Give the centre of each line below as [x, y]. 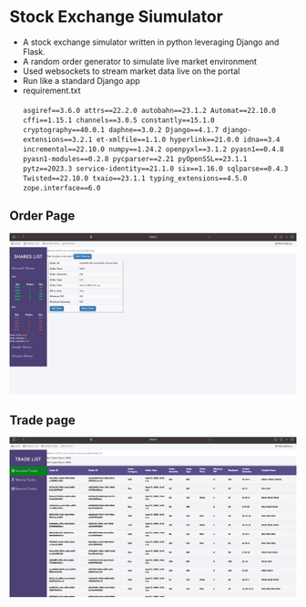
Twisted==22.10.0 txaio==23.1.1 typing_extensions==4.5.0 [135, 178]
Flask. [34, 51]
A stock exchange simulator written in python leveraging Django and [151, 42]
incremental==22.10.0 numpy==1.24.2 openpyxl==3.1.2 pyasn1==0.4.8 [153, 149]
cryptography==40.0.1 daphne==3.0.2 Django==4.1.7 [121, 129]
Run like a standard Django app [82, 80]
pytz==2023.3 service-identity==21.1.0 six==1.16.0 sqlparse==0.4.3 [155, 169]
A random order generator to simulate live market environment [140, 61]
